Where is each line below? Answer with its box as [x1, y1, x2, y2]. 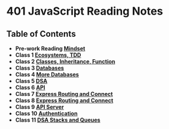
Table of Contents [6, 29, 77, 39]
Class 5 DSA [15, 78, 48, 84]
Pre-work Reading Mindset [15, 45, 86, 52]
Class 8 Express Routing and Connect [15, 97, 113, 104]
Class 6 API [15, 84, 45, 91]
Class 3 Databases [15, 64, 64, 72]
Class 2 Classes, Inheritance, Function [15, 58, 115, 65]
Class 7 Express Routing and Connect [15, 90, 113, 97]
